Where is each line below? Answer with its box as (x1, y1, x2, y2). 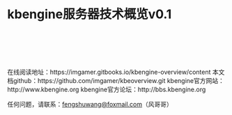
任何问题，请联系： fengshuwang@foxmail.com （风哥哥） (7, 100, 173, 108)
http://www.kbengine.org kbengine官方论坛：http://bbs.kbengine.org (7, 85, 206, 93)
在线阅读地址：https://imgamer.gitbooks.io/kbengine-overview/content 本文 (7, 68, 225, 76)
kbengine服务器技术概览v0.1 (7, 6, 172, 22)
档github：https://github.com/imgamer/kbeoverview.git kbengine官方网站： (7, 76, 225, 84)
